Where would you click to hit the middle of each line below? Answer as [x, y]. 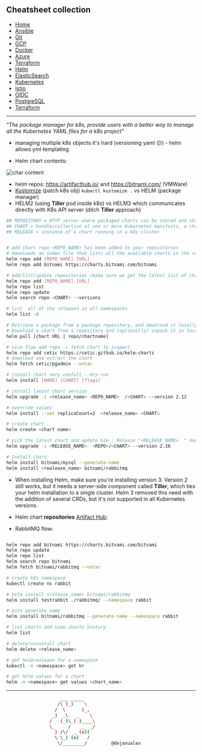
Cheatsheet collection [49, 10]
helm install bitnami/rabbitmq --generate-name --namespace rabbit [93, 616]
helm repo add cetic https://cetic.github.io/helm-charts [80, 353]
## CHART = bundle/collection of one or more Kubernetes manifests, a [96, 226]
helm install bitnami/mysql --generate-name [63, 462]
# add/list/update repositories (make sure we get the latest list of [96, 275]
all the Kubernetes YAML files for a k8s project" [65, 131]
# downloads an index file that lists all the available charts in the [98, 254]
